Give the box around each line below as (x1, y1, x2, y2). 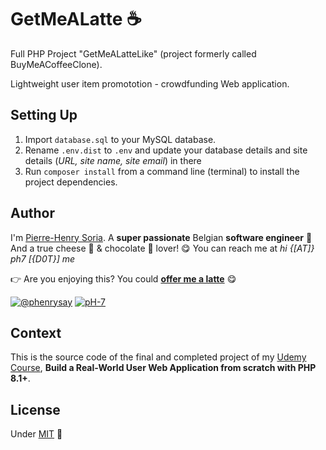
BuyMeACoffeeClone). (10, 58, 103, 70)
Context (10, 324, 62, 341)
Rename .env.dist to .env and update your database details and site (24, 144, 308, 156)
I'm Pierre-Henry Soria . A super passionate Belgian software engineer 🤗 (10, 231, 313, 243)
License (10, 401, 61, 418)
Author (10, 205, 55, 222)
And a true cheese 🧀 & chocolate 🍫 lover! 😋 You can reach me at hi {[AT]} (10, 242, 315, 254)
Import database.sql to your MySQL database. (24, 133, 217, 145)
